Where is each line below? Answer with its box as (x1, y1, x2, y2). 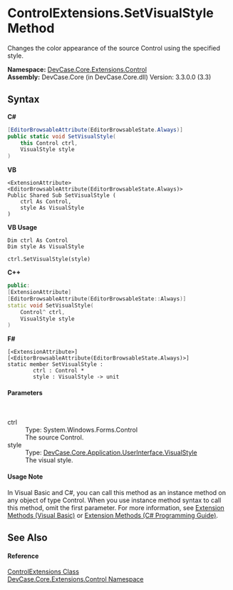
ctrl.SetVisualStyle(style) (7, 255, 91, 263)
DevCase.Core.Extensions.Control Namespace (7, 575, 144, 584)
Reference (7, 551, 39, 560)
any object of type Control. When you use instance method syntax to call (7, 496, 222, 504)
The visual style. (25, 456, 73, 464)
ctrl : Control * (33, 367, 84, 375)
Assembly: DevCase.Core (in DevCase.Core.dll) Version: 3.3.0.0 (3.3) (7, 73, 212, 81)
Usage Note (7, 472, 43, 481)
